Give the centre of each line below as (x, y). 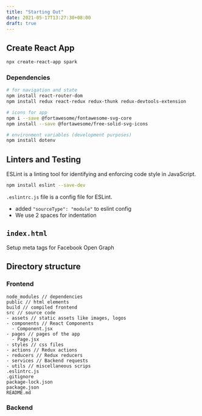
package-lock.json (30, 382)
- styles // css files (35, 345)
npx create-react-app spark (42, 62)
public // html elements (38, 302)
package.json (23, 387)
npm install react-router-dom (45, 96)
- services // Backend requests (47, 361)
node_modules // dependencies (45, 297)
